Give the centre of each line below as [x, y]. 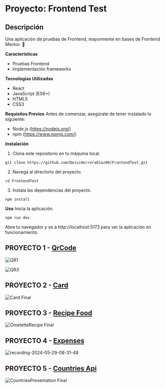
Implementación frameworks [41, 69]
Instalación [17, 144]
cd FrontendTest [22, 181]
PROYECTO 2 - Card [37, 286]
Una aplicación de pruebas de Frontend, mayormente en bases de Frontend [83, 39]
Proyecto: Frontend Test [56, 9]
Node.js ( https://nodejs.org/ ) [41, 129]
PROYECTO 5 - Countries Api [51, 368]
